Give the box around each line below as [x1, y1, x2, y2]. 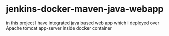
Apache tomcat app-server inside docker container [6, 25, 112, 31]
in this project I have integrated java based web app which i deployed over [6, 20, 160, 26]
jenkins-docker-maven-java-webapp [6, 3, 164, 15]
